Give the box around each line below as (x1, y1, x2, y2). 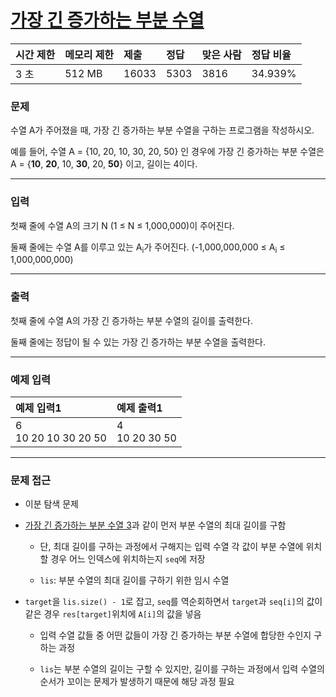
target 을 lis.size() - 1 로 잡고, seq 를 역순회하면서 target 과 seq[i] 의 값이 (24, 596, 323, 608)
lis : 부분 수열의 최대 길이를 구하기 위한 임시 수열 (39, 574, 230, 586)
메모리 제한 (64, 47, 115, 61)
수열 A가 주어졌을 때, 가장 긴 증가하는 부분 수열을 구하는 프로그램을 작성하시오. (10, 124, 315, 136)
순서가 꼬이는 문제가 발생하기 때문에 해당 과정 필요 (39, 676, 235, 688)
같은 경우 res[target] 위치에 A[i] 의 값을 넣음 (24, 608, 202, 620)
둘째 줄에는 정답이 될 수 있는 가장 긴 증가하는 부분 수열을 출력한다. (10, 336, 266, 348)
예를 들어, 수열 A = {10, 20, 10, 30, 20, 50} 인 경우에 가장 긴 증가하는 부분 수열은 (10, 146, 325, 158)
